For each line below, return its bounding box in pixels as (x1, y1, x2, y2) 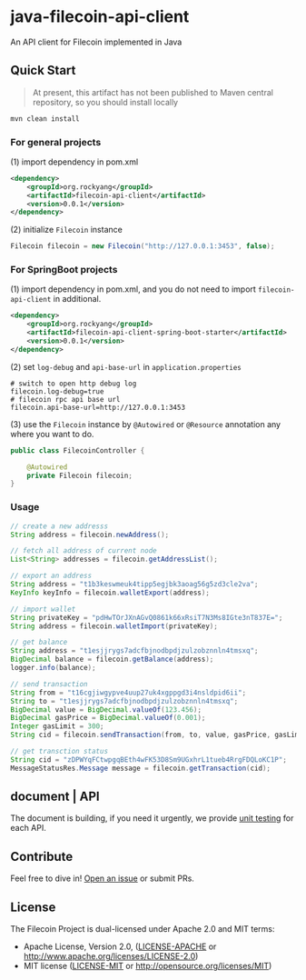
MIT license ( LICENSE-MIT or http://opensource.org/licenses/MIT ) (23, 961, 272, 972)
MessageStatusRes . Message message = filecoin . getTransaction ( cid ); (10, 764, 271, 773)
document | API (10, 789, 100, 805)
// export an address (10, 571, 93, 581)
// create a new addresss (10, 521, 108, 531)
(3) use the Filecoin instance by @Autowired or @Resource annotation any (10, 418, 281, 429)
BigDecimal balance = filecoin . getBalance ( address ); (10, 655, 214, 665)
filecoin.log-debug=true (10, 386, 104, 396)
